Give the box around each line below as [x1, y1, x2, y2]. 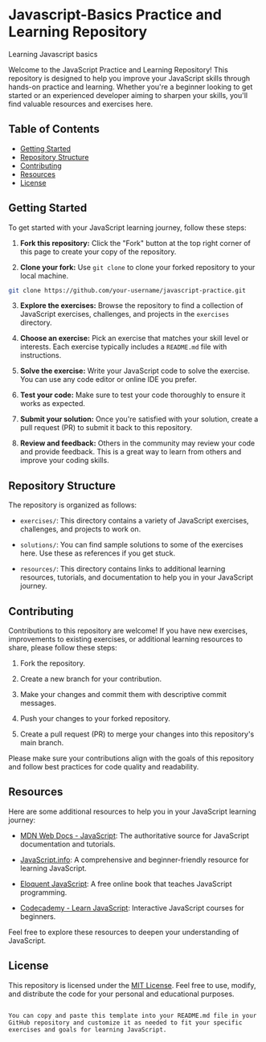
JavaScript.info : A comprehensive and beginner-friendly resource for [19, 855, 249, 864]
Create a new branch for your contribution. [19, 674, 162, 684]
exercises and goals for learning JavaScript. [8, 1025, 167, 1034]
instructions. [19, 351, 62, 360]
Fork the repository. [19, 658, 86, 668]
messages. [19, 698, 57, 708]
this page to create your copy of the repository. [19, 247, 177, 256]
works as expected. [19, 399, 86, 408]
